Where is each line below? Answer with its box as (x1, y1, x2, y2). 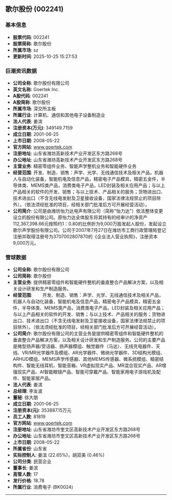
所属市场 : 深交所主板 (12, 105, 56, 112)
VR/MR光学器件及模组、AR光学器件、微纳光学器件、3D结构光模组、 (21, 350, 165, 356)
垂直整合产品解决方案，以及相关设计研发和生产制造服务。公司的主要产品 (12, 337, 165, 343)
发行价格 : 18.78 (12, 477, 45, 484)
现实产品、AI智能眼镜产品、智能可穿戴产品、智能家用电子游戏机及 (17, 369, 157, 375)
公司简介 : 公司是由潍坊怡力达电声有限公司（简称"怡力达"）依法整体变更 (12, 208, 163, 214)
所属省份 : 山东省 (12, 446, 47, 452)
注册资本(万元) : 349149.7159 (12, 124, 73, 131)
